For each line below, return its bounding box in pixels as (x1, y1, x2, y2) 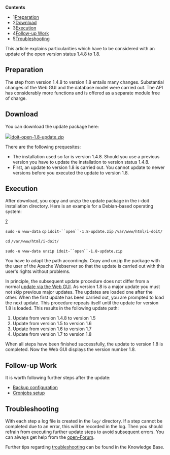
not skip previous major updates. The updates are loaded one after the (5, 289, 153, 295)
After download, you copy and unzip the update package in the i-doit (5, 198, 150, 204)
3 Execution (12, 25, 37, 31)
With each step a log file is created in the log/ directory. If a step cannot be (5, 418, 163, 424)
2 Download (12, 20, 37, 25)
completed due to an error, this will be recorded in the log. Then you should (5, 424, 163, 430)
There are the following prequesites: (5, 144, 81, 150)
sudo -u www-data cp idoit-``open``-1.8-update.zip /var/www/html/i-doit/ (5, 229, 163, 234)
